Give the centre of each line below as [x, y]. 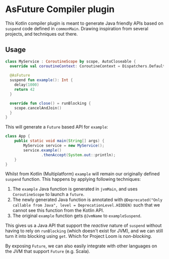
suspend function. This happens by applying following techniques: [73, 179]
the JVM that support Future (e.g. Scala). [48, 251]
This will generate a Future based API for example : [57, 127]
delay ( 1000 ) [27, 85]
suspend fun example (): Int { [41, 80]
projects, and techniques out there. [41, 34]
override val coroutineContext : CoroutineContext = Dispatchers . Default [88, 66]
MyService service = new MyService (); [64, 146]
